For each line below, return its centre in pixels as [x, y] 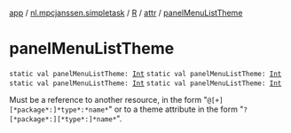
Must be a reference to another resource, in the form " [108, 99]
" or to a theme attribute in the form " [176, 109]
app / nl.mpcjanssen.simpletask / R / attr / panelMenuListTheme [126, 13]
